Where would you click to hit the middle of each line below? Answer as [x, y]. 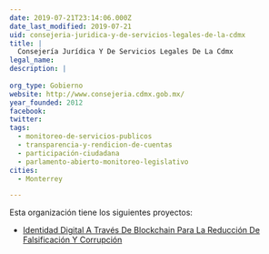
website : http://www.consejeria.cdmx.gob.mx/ [97, 94]
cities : [24, 170]
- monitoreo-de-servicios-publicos [85, 137]
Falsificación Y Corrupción [72, 240]
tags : [20, 128]
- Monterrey [40, 178]
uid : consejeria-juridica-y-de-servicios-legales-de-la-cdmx [128, 35]
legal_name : [32, 60]
